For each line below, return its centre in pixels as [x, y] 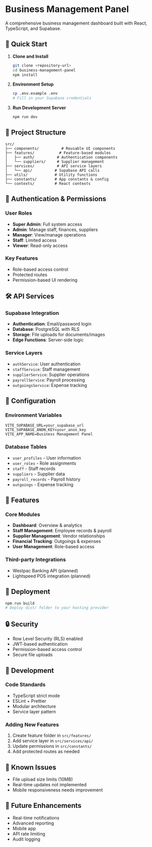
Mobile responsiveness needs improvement [57, 790]
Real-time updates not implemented [49, 784]
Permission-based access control [47, 650]
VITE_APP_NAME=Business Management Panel [49, 435]
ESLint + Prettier [29, 701]
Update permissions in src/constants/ [52, 746]
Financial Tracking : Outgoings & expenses [57, 541]
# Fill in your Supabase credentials [52, 98]
